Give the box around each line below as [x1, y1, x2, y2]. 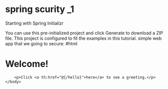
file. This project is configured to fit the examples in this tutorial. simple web [5, 35, 162, 41]
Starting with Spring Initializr [5, 20, 64, 26]
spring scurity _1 [5, 4, 74, 15]
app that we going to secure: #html [5, 40, 78, 46]
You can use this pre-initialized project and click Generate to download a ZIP [5, 30, 163, 36]
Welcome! [5, 58, 49, 70]
